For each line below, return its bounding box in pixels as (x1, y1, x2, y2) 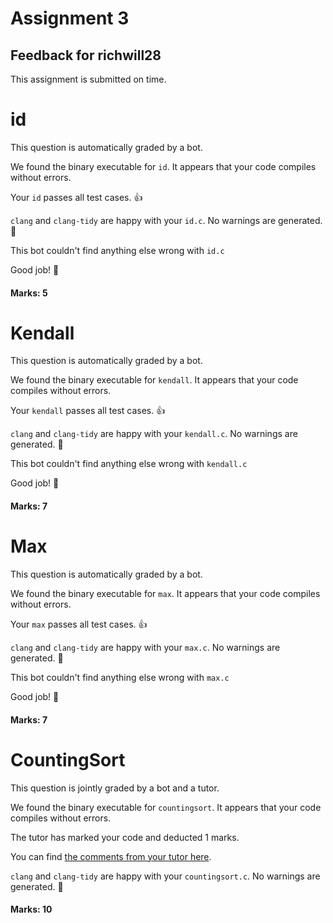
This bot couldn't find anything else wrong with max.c (10, 672, 230, 683)
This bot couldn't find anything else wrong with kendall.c (10, 458, 248, 470)
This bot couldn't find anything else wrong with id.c (10, 244, 225, 256)
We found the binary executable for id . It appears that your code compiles (10, 160, 317, 172)
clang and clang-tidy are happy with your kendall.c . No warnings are (10, 428, 298, 440)
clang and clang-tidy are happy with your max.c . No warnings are (10, 642, 281, 653)
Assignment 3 (10, 7, 130, 30)
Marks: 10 (10, 903, 53, 916)
